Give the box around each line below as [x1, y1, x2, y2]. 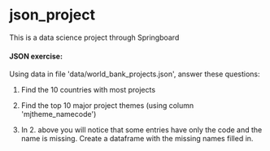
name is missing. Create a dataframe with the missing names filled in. [20, 134, 254, 144]
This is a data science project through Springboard [9, 32, 180, 42]
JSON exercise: [9, 51, 63, 61]
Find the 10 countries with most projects [20, 85, 156, 95]
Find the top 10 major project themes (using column [20, 101, 194, 110]
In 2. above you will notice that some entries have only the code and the [20, 125, 263, 135]
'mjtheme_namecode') [20, 110, 97, 119]
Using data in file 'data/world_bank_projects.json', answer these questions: [9, 69, 260, 79]
